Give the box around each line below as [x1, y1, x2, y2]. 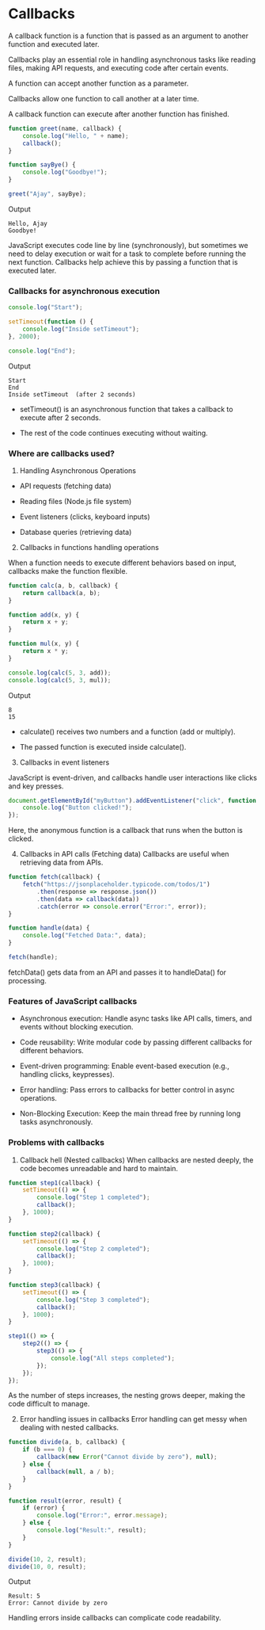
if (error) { [22, 1504, 66, 1512]
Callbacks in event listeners [19, 758, 110, 767]
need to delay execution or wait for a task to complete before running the [8, 249, 247, 258]
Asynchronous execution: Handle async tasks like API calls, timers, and [19, 1014, 252, 1023]
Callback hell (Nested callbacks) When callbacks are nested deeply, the [19, 1155, 254, 1165]
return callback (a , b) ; [22, 589, 101, 597]
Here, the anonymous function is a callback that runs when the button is [8, 826, 243, 835]
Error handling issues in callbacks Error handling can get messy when [19, 1414, 248, 1424]
